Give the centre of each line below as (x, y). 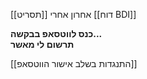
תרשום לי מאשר (42, 44)
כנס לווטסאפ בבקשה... (56, 33)
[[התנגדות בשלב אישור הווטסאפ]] (74, 63)
